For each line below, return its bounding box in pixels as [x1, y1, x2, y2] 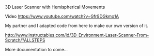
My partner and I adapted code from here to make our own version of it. [5, 23, 149, 28]
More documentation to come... [5, 47, 68, 52]
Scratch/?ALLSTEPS [5, 37, 45, 43]
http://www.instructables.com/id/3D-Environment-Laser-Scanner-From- [5, 32, 149, 38]
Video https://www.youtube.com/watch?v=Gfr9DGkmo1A [5, 14, 119, 19]
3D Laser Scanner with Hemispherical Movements [5, 4, 105, 10]
